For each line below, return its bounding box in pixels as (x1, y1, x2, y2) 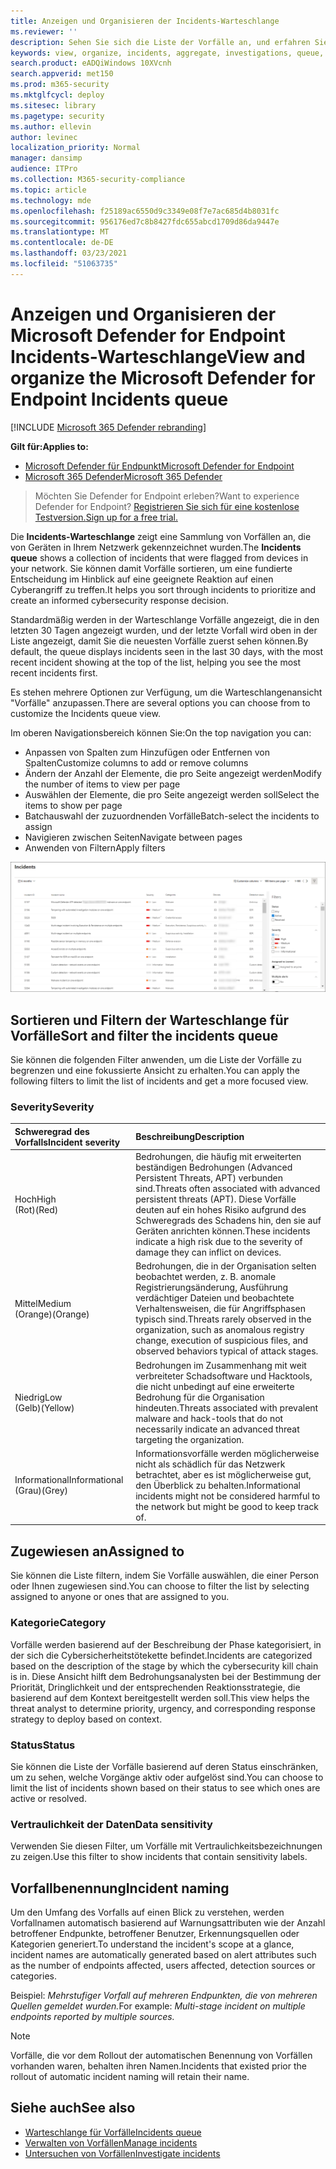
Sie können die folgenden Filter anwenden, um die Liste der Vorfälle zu (10, 1054, 302, 1066)
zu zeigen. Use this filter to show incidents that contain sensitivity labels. (10, 1851, 308, 1863)
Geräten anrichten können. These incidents (135, 1225, 311, 1237)
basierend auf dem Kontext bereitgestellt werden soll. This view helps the (10, 1691, 310, 1704)
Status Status (10, 1738, 76, 1752)
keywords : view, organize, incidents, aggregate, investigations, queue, (10, 48, 325, 58)
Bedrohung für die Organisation (135, 1391, 265, 1403)
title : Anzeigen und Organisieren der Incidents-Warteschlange (10, 16, 280, 26)
